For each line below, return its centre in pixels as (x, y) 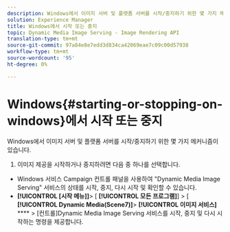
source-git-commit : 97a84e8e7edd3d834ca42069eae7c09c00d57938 (98, 45)
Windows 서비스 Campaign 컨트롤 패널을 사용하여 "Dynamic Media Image (119, 179)
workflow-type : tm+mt (38, 52)
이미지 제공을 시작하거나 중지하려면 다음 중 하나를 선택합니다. (99, 164)
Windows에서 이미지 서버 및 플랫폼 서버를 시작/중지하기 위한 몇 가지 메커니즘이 (113, 141)
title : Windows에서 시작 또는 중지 (52, 26)
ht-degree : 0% (27, 64)
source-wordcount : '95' (41, 58)
